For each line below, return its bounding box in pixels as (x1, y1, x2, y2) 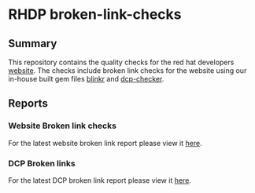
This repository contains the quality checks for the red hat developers (8, 57, 235, 67)
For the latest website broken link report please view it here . (8, 138, 202, 147)
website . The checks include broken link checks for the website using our (8, 66, 247, 75)
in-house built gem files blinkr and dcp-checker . (8, 75, 164, 83)
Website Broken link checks (8, 120, 116, 131)
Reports (8, 96, 49, 111)
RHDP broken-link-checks (8, 5, 182, 24)
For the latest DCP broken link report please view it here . (8, 175, 191, 185)
